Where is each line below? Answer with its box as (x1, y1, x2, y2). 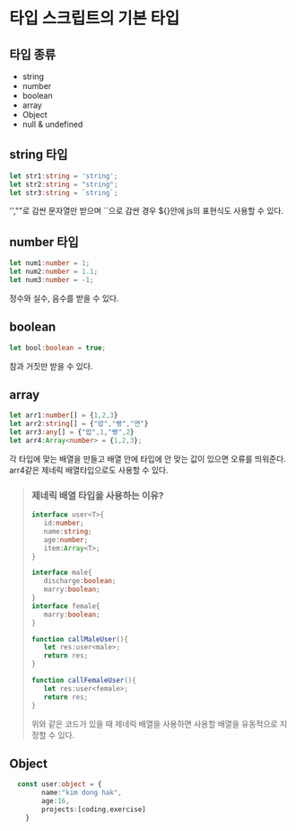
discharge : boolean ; (43, 577, 117, 586)
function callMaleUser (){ (30, 634, 128, 643)
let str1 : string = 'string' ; (9, 172, 118, 181)
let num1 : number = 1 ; (9, 259, 91, 268)
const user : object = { (17, 780, 102, 789)
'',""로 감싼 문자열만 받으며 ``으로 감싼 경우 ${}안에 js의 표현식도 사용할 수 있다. (9, 206, 284, 217)
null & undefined (22, 119, 83, 129)
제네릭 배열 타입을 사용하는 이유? (30, 489, 164, 501)
